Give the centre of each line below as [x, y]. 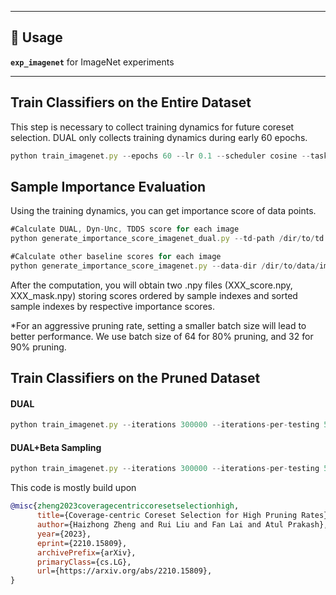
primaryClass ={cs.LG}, [84, 562]
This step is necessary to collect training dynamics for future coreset [152, 127]
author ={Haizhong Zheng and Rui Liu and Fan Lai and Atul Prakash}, [182, 525]
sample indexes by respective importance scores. [112, 306]
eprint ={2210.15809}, [82, 543]
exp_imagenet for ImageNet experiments [92, 62]
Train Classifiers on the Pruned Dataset [135, 378]
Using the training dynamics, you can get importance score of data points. [163, 211]
